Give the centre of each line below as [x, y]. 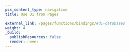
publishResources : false [35, 37]
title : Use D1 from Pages [32, 14]
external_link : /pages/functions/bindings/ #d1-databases [65, 23]
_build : [13, 33]
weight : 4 [15, 28]
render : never [24, 42]
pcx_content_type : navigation [36, 10]
